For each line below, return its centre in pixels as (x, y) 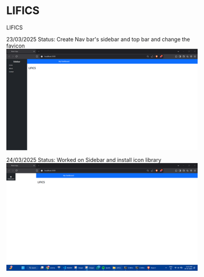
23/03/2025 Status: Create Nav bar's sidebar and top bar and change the (98, 39)
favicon (16, 46)
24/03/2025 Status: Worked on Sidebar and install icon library (84, 160)
